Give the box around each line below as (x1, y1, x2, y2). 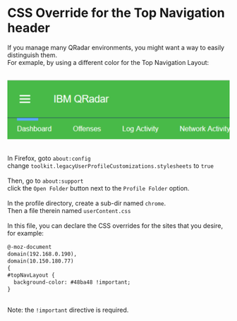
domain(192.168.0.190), (7, 250, 78, 258)
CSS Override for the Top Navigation (7, 5, 225, 21)
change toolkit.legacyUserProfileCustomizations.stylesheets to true (7, 161, 214, 170)
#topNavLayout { (7, 272, 55, 279)
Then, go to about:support (7, 176, 84, 185)
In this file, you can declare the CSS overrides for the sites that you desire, (7, 221, 224, 230)
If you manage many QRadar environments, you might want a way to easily (7, 43, 224, 52)
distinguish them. (7, 51, 58, 59)
